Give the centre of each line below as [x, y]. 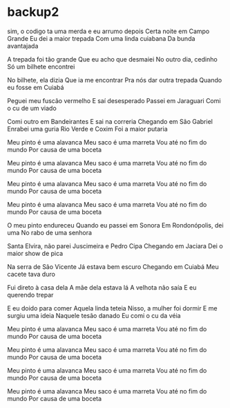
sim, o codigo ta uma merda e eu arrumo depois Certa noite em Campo [108, 31]
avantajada [23, 46]
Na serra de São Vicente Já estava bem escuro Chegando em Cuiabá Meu [113, 266]
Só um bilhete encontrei [41, 66]
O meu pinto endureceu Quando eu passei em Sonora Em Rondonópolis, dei [115, 225]
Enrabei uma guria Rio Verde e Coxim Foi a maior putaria [87, 129]
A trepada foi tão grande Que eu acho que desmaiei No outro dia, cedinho [112, 59]
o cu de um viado [32, 108]
